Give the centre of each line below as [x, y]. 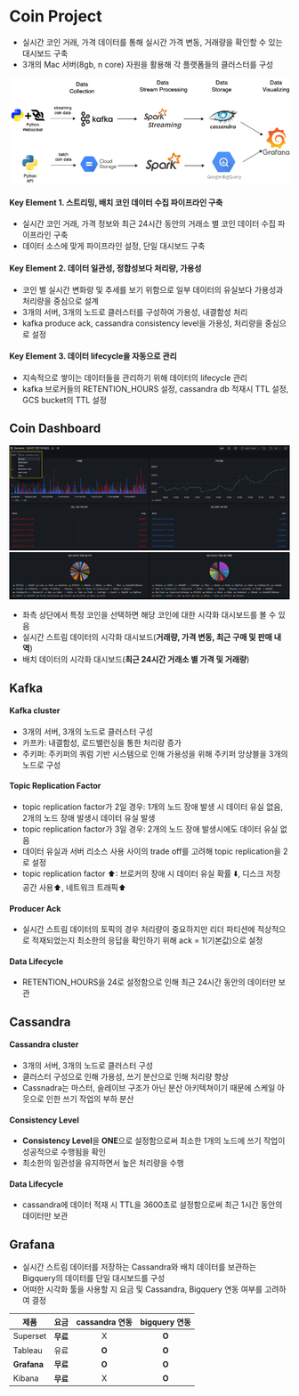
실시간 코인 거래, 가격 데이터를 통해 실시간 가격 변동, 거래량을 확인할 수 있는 [152, 42]
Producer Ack [35, 908]
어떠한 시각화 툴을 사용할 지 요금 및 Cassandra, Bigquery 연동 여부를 [142, 1289]
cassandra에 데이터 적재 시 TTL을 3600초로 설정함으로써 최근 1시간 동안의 [152, 1205]
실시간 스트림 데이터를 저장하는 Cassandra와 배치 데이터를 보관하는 [139, 1267]
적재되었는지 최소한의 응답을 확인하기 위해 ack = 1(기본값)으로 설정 [147, 940]
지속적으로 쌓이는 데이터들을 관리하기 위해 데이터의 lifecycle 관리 [134, 377]
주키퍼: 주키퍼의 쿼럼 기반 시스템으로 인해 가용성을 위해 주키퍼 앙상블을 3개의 [155, 753]
